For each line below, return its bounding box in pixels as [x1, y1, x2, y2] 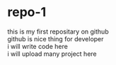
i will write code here [7, 42, 69, 50]
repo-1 [7, 4, 47, 20]
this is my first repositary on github [7, 27, 109, 36]
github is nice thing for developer [7, 34, 104, 43]
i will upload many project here [7, 50, 97, 58]
